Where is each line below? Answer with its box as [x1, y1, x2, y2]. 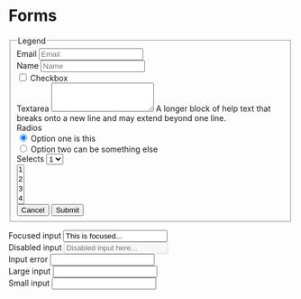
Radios [16, 122, 42, 133]
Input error [8, 254, 49, 265]
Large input [8, 266, 51, 276]
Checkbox [30, 72, 68, 83]
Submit [55, 205, 80, 215]
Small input [8, 277, 50, 288]
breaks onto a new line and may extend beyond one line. [16, 112, 227, 123]
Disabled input [8, 241, 62, 253]
